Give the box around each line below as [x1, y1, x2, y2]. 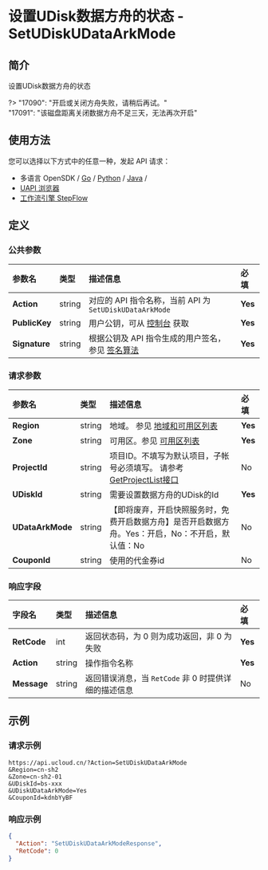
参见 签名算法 [89, 344, 140, 356]
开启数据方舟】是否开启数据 [117, 516, 222, 527]
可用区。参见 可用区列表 [109, 435, 200, 447]
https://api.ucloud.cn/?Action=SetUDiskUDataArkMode [8, 758, 187, 766]
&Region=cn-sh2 [8, 766, 59, 774]
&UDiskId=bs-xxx [8, 779, 62, 788]
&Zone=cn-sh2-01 [8, 773, 62, 781]
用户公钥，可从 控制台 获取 [89, 317, 189, 329]
